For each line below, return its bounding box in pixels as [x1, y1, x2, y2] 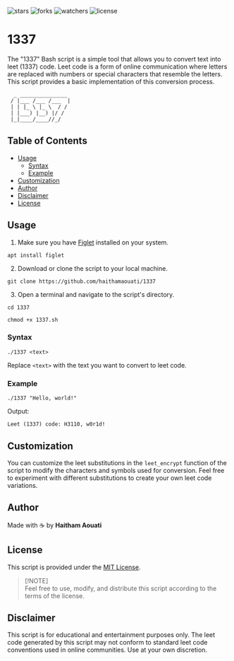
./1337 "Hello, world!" [7, 394, 78, 402]
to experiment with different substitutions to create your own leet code [7, 474, 212, 482]
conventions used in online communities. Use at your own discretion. [7, 645, 208, 654]
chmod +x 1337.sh [7, 316, 58, 323]
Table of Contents [7, 135, 88, 147]
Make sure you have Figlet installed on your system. [17, 238, 169, 247]
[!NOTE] [24, 576, 49, 585]
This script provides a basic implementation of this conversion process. [7, 77, 215, 86]
